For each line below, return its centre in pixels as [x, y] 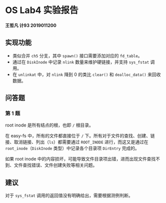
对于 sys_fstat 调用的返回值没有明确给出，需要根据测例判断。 [69, 195]
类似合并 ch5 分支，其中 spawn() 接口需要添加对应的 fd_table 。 [77, 55]
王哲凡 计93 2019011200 [31, 25]
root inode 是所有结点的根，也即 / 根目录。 [49, 125]
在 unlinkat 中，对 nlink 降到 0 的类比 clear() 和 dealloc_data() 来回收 [86, 74]
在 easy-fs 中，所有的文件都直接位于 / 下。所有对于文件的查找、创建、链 [80, 136]
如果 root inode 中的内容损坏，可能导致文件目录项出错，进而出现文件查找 [80, 159]
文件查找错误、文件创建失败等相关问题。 [55, 165]
